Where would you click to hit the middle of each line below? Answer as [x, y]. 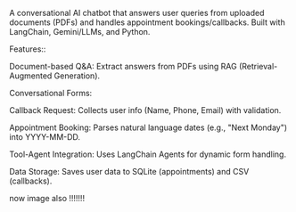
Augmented [31, 76]
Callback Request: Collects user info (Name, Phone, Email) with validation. [145, 110]
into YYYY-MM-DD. [45, 137]
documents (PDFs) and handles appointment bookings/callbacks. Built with [147, 22]
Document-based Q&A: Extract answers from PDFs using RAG [123, 66]
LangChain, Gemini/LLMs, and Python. [80, 32]
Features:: [28, 49]
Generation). [77, 76]
